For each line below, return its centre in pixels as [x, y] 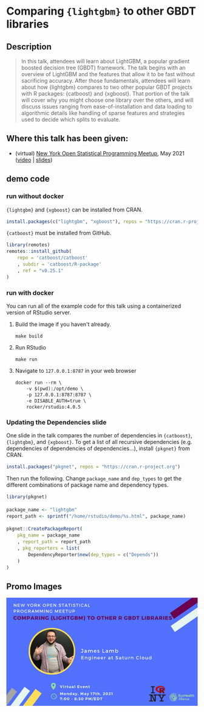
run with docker [30, 292]
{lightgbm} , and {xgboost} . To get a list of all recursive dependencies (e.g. [99, 442]
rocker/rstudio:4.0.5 [53, 407]
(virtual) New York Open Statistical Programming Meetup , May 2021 [100, 153]
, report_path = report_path [54, 542]
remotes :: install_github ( [39, 252]
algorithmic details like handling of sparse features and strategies [103, 113]
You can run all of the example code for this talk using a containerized [93, 306]
